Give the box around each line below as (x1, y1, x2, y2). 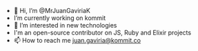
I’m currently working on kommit (13, 14, 106, 22)
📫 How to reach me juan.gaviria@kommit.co (13, 37, 141, 44)
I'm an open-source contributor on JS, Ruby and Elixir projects (13, 28, 192, 37)
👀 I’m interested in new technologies (13, 21, 117, 29)
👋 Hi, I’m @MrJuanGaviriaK (13, 7, 91, 14)
